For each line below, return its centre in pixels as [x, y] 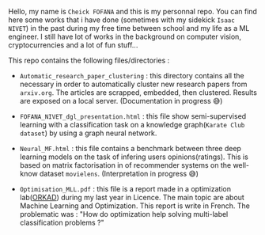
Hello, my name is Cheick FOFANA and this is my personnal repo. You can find [132, 11]
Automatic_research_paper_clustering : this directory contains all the [132, 76]
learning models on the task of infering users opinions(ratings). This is [134, 157]
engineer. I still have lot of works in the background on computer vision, [125, 36]
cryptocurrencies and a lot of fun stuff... [73, 45]
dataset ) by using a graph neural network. [88, 133]
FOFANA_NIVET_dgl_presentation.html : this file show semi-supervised [133, 116]
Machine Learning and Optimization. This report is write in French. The [135, 206]
